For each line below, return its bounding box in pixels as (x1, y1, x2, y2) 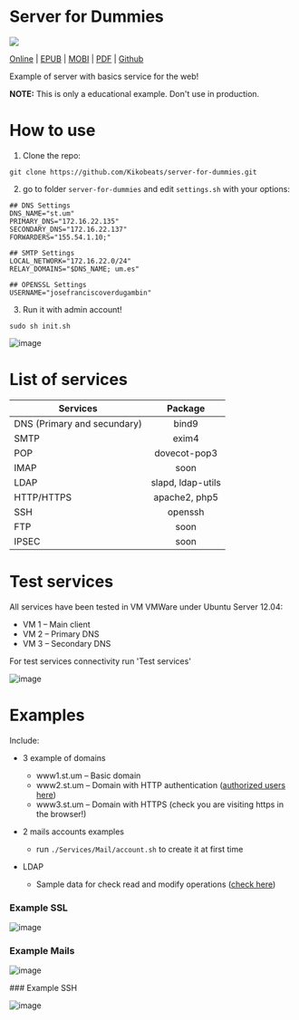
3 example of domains (22, 752, 106, 763)
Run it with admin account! (22, 303, 122, 314)
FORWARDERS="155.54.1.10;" (9, 233, 111, 242)
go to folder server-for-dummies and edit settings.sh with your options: (22, 183, 290, 194)
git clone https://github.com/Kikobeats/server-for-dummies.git (9, 168, 257, 177)
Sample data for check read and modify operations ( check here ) (35, 879, 276, 890)
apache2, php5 (153, 491, 219, 504)
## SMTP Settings (9, 248, 75, 257)
